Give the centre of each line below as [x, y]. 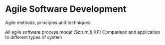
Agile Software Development [66, 9]
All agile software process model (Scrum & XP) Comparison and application [83, 32]
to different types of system [34, 37]
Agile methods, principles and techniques [48, 22]
